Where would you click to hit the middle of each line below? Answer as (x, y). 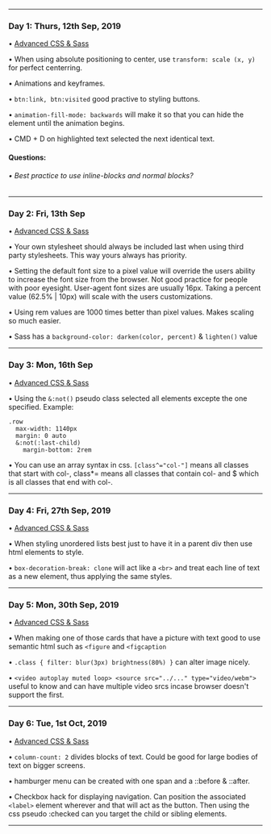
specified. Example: (41, 407)
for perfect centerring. (46, 68)
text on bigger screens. (47, 765)
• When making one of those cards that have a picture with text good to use (134, 638)
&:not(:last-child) (48, 443)
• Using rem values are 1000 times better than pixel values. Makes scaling (131, 312)
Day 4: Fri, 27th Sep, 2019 (60, 511)
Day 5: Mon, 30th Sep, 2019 (64, 604)
